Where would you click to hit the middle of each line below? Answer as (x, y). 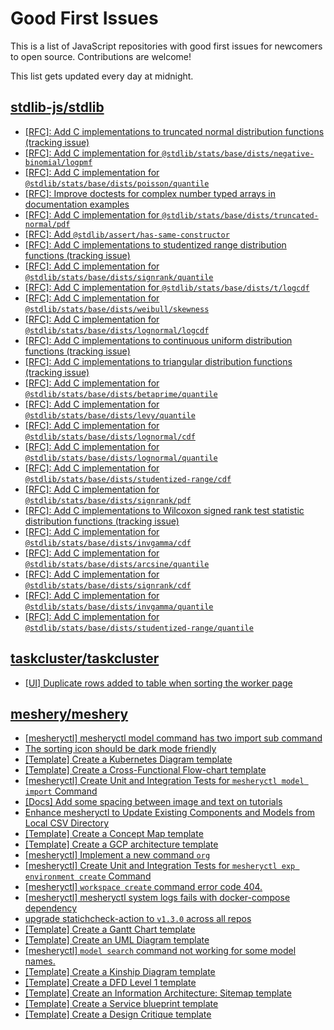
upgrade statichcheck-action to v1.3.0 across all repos (138, 919)
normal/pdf (47, 224)
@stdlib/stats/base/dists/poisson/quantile (117, 183)
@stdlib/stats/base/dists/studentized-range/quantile (139, 628)
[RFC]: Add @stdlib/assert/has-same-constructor (127, 234)
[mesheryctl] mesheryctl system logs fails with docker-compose (157, 898)
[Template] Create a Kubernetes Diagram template (128, 759)
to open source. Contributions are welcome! (101, 56)
